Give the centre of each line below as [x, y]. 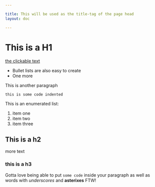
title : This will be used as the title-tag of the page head [70, 14]
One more [23, 76]
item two [21, 119]
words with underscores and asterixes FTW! [51, 180]
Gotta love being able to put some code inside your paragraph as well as [77, 175]
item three [23, 124]
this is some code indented [34, 94]
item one [21, 113]
